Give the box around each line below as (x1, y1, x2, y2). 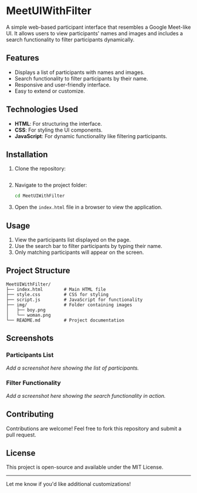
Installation (6, 149, 48, 159)
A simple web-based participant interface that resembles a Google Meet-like (6, 24, 192, 31)
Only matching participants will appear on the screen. (14, 249, 144, 256)
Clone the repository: (14, 165, 66, 172)
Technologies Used (6, 105, 78, 115)
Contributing (6, 410, 54, 420)
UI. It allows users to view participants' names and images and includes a (6, 29, 184, 36)
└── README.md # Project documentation (6, 317, 125, 323)
